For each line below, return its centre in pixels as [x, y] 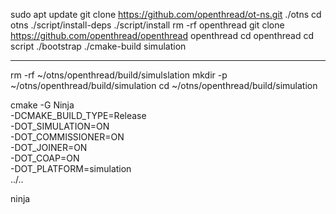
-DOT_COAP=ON [45, 158]
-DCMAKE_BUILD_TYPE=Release [78, 115]
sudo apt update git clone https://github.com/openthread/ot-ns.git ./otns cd [166, 14]
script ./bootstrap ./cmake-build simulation [98, 46]
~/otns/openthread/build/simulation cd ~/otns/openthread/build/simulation [164, 85]
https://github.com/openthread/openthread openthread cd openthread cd [162, 35]
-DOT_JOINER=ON [49, 147]
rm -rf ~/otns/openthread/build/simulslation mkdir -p [119, 75]
